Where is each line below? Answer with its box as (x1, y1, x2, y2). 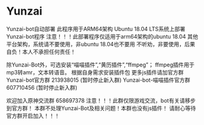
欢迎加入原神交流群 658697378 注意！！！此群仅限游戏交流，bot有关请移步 (6, 96, 196, 104)
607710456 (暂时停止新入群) (6, 84, 78, 91)
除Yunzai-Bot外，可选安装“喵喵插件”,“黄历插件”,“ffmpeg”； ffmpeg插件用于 (6, 61, 195, 68)
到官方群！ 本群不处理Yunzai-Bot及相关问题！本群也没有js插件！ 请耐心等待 (6, 104, 196, 112)
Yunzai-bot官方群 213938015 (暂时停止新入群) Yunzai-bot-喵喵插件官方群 (6, 76, 191, 84)
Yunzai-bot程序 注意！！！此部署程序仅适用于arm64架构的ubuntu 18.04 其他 (6, 32, 199, 40)
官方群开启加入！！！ (6, 112, 60, 120)
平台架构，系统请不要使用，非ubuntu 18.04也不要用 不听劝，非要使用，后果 (6, 40, 195, 48)
